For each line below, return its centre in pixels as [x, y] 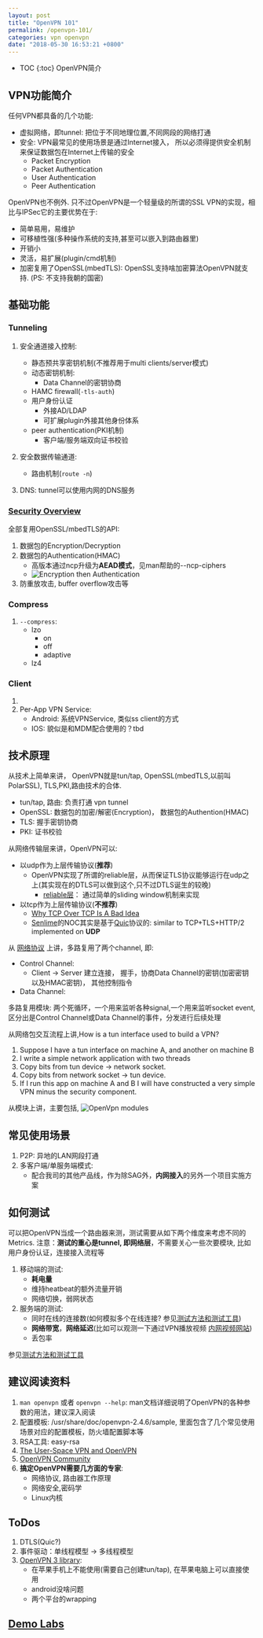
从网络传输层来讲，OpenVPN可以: [63, 848]
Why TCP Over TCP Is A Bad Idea [85, 914]
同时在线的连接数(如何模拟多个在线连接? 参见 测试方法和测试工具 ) [136, 1318]
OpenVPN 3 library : [51, 1560]
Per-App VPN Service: [55, 709]
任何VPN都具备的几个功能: [51, 116]
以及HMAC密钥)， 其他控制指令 [82, 983]
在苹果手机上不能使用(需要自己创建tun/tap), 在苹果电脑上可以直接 [137, 1569]
